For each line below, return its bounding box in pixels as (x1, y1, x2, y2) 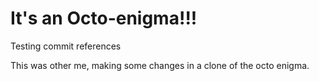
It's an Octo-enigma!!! (10, 7, 198, 30)
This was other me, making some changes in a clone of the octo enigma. (10, 59, 310, 71)
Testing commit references (10, 40, 122, 52)
